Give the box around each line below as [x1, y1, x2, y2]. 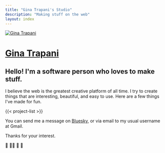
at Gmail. [5, 123, 23, 129]
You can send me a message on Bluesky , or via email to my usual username [5, 118, 161, 124]
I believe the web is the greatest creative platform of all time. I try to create [5, 88, 158, 94]
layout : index [5, 16, 35, 21]
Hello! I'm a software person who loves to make [5, 67, 155, 76]
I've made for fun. [5, 99, 42, 105]
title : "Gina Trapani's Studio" [5, 7, 72, 12]
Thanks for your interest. [5, 133, 56, 139]
